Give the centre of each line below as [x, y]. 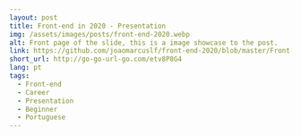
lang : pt [26, 68]
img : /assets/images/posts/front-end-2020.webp [100, 34]
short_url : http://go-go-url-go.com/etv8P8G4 [95, 59]
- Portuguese [42, 117]
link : [19, 51]
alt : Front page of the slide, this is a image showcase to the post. [144, 42]
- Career [34, 92]
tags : [19, 76]
